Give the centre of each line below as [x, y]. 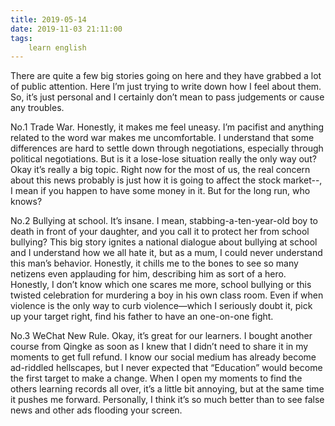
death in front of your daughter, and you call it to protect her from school [160, 232]
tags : [21, 38]
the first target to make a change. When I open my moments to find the [156, 378]
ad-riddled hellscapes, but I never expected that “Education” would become [166, 368]
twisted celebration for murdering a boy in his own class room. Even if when [167, 295]
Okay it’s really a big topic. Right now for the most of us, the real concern [160, 170]
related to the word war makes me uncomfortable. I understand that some [162, 138]
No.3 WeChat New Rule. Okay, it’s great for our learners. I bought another [161, 336]
